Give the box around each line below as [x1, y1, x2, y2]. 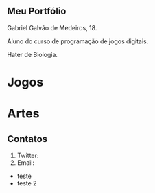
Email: [16, 159, 35, 167]
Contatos [7, 133, 48, 145]
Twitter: [16, 151, 39, 159]
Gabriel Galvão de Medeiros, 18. [7, 23, 97, 32]
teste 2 [16, 179, 37, 188]
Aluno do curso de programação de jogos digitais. [7, 37, 149, 45]
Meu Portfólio [7, 5, 67, 17]
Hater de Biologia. [7, 50, 58, 58]
